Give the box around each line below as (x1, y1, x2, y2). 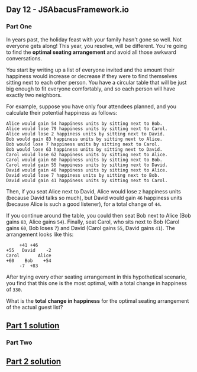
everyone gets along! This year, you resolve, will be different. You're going (6, 42, 188, 49)
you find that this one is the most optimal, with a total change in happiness (6, 279, 188, 286)
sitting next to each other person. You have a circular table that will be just (6, 79, 187, 86)
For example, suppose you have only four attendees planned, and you (6, 103, 176, 110)
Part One (6, 22, 33, 31)
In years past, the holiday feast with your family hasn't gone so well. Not (6, 35, 182, 43)
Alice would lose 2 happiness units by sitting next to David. (6, 131, 166, 137)
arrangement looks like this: (6, 231, 74, 238)
